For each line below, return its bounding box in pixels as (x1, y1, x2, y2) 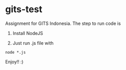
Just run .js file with (12, 40, 54, 46)
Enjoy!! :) (5, 58, 24, 64)
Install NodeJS (12, 30, 44, 36)
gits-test (5, 4, 43, 15)
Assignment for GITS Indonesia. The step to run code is (5, 20, 121, 26)
